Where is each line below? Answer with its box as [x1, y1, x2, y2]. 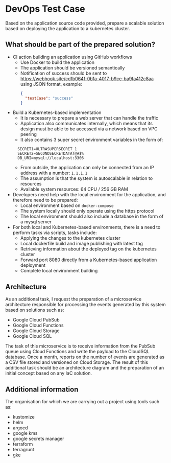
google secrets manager [12, 435, 65, 442]
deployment [20, 262, 46, 268]
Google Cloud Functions [12, 322, 64, 329]
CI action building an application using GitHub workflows [12, 54, 132, 60]
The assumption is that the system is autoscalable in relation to [20, 175, 153, 181]
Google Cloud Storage [12, 328, 60, 334]
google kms [12, 430, 38, 436]
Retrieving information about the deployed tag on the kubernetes [20, 246, 157, 252]
